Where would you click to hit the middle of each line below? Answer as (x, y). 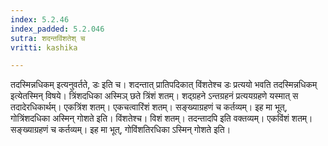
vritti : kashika (44, 47)
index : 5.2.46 (40, 19)
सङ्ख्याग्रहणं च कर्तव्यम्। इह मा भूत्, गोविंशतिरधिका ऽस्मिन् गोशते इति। (121, 130)
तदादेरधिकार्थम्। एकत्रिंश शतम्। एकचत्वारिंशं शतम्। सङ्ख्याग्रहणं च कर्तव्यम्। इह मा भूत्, (149, 107)
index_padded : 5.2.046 (57, 29)
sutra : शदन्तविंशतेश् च (48, 38)
